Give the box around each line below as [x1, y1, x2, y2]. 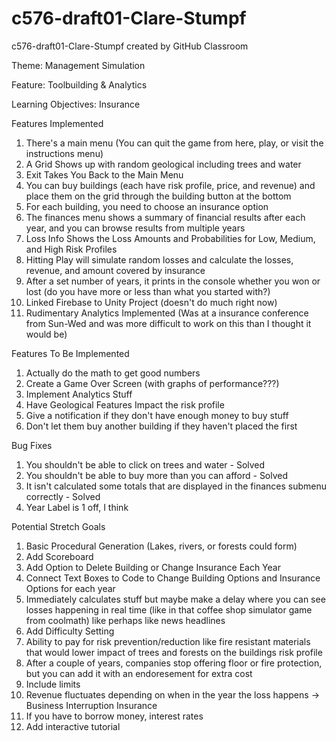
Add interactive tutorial [25, 720, 121, 732]
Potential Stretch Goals [11, 520, 106, 532]
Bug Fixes [11, 439, 53, 451]
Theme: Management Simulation [11, 59, 146, 71]
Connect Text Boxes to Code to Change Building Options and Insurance [25, 572, 321, 584]
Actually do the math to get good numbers [25, 367, 201, 379]
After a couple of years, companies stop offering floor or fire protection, [25, 657, 323, 669]
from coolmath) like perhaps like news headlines [25, 614, 226, 626]
